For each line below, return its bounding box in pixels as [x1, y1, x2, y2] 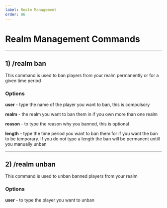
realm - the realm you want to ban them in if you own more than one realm [5, 111, 158, 117]
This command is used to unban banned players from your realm [5, 173, 138, 179]
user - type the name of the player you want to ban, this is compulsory [5, 102, 150, 107]
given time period [5, 78, 41, 84]
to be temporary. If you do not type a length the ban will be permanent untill [5, 135, 160, 142]
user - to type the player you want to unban [5, 197, 95, 203]
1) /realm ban [5, 59, 46, 68]
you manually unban [5, 141, 47, 147]
